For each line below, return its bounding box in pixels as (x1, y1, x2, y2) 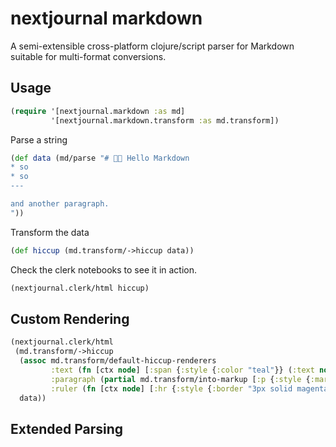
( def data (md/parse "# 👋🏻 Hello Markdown (10, 153, 190, 163)
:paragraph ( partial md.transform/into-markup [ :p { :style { (50, 374, 311, 384)
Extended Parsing (10, 420, 124, 437)
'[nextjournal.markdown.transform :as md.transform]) (50, 115, 280, 126)
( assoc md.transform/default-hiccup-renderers (19, 356, 217, 366)
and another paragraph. (10, 199, 110, 209)
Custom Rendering (10, 310, 130, 327)
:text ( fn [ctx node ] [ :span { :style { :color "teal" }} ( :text (50, 365, 315, 375)
